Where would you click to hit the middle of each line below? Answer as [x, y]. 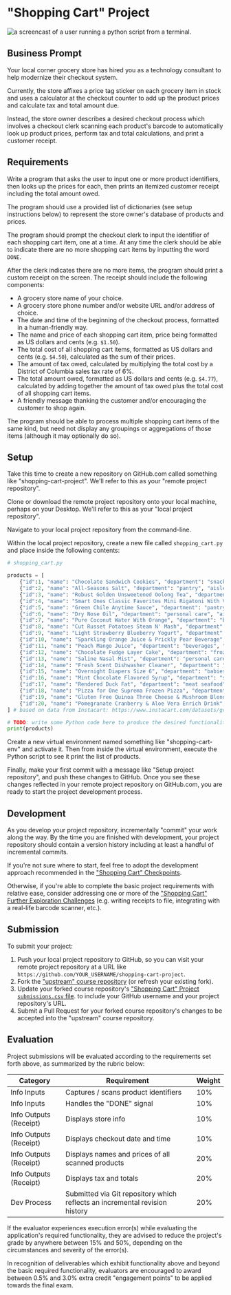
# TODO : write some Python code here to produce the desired [97, 722]
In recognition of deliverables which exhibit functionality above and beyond [113, 1263]
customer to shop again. [52, 408]
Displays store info [95, 1119]
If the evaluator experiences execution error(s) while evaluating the [102, 1228]
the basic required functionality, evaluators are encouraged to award [104, 1270]
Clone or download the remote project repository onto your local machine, [112, 502]
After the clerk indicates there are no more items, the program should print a [115, 270]
